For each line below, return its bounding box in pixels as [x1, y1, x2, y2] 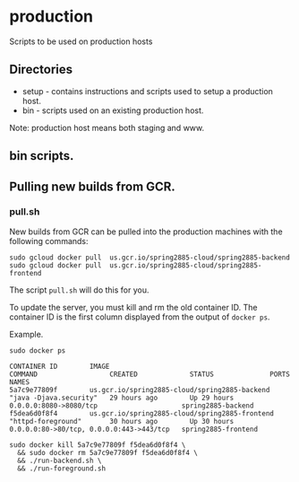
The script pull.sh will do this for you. [9, 285, 149, 295]
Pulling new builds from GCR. [9, 179, 176, 194]
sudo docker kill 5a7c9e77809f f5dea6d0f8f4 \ [9, 440, 186, 450]
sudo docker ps [9, 346, 66, 355]
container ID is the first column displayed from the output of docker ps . [9, 311, 270, 322]
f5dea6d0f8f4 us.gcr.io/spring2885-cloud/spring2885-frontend [9, 408, 275, 418]
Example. [9, 329, 44, 339]
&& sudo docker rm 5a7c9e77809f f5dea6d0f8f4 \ [17, 448, 199, 457]
